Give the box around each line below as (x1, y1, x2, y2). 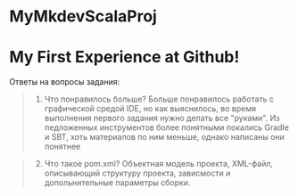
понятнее (44, 141, 81, 152)
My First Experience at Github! (9, 47, 240, 68)
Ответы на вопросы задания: (9, 77, 120, 87)
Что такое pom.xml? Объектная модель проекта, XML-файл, (44, 159, 274, 169)
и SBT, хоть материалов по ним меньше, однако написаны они (44, 132, 286, 143)
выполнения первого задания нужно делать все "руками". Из (44, 113, 280, 124)
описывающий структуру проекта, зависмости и (44, 167, 231, 179)
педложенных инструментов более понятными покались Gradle (44, 122, 290, 133)
